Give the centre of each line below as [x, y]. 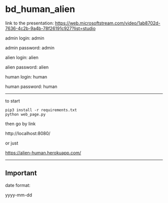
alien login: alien [22, 57]
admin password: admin [30, 47]
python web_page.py [25, 114]
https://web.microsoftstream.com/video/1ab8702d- [108, 23]
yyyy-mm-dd [19, 195]
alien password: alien [27, 67]
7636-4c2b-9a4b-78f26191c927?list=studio [50, 28]
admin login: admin [25, 38]
